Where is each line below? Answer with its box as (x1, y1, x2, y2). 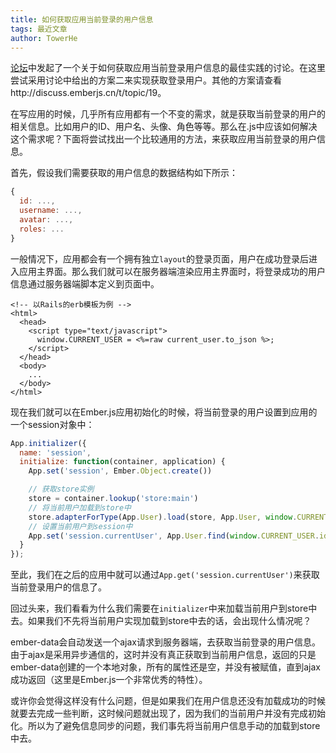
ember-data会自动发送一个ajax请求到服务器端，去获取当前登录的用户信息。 (10, 636, 322, 648)
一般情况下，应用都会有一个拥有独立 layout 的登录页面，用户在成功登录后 (10, 252, 309, 265)
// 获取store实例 (28, 484, 95, 495)
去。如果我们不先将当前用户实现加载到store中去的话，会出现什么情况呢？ (10, 615, 312, 627)
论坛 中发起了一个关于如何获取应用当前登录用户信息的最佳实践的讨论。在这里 (10, 62, 326, 74)
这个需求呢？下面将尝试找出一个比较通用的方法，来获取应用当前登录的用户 (10, 133, 317, 145)
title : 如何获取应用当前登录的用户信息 (10, 14, 154, 25)
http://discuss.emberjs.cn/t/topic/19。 (10, 87, 167, 99)
